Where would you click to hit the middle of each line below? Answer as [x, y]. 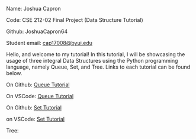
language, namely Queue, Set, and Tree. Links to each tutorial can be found [98, 67]
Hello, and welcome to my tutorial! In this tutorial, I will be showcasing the [96, 54]
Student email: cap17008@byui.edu [49, 43]
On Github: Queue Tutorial [38, 85]
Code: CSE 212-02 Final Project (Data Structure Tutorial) [75, 20]
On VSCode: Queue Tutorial [40, 96]
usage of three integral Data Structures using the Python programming [92, 61]
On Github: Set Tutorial [34, 108]
